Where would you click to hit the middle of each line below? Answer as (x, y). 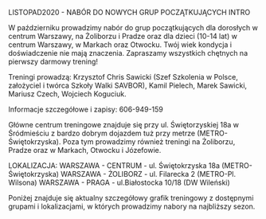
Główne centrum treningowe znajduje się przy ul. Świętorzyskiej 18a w (124, 125)
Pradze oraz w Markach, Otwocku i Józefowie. (85, 150)
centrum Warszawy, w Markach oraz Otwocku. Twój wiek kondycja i (120, 45)
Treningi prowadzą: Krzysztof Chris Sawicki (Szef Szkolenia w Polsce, (123, 77)
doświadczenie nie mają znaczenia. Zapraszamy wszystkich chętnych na (128, 53)
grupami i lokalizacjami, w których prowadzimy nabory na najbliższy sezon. (132, 206)
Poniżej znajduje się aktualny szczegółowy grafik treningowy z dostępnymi (131, 198)
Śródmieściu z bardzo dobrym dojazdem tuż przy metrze (102, 133)
